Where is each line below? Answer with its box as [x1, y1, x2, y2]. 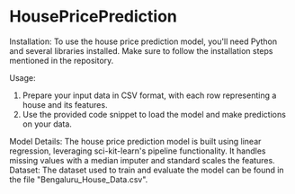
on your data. [22, 119, 72, 129]
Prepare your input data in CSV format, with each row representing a [22, 90, 277, 101]
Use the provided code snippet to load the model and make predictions [22, 109, 286, 119]
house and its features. [22, 99, 108, 110]
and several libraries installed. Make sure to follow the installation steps [9, 45, 273, 56]
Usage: [9, 72, 36, 83]
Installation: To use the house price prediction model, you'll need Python [9, 36, 277, 47]
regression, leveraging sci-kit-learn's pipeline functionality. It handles [9, 145, 266, 156]
